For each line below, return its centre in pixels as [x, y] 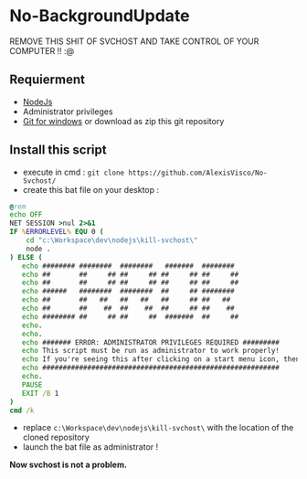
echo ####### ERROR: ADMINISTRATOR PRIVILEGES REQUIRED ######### [151, 342]
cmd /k [22, 410]
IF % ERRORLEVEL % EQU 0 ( [57, 232]
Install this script [58, 150]
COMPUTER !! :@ [42, 50]
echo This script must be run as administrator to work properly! [151, 351]
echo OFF [26, 215]
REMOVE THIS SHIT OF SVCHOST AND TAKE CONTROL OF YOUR [134, 41]
